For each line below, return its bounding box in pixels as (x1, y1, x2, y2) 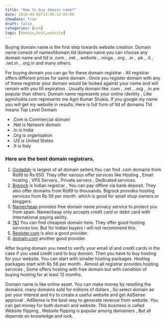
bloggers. (12, 198, 32, 204)
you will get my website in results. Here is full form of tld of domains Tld (5, 102, 153, 107)
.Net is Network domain (12, 122, 61, 128)
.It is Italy (12, 143, 31, 149)
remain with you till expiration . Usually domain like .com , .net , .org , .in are (5, 86, 160, 91)
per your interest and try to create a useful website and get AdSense (5, 292, 146, 298)
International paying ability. (12, 214, 68, 220)
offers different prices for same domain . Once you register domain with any (5, 75, 161, 81)
